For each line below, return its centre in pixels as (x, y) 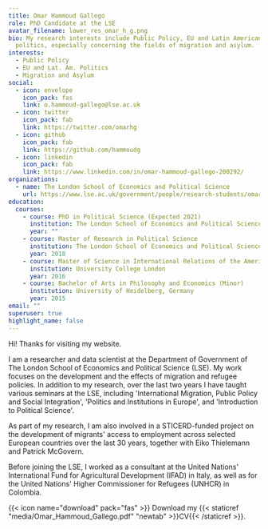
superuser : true (35, 313)
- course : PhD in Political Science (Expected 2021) (112, 217)
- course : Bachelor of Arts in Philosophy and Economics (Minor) (134, 284)
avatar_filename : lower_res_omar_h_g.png (78, 30)
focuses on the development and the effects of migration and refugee (123, 376)
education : (26, 202)
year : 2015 (47, 299)
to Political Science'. (41, 410)
